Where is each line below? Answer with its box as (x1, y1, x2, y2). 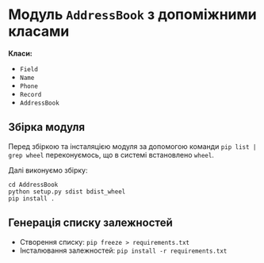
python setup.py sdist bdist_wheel (8, 188, 126, 196)
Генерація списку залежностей (8, 216, 173, 230)
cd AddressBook (8, 181, 59, 189)
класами (8, 22, 70, 40)
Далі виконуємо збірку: (8, 165, 88, 175)
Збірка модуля (8, 120, 86, 134)
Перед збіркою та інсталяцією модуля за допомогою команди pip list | (8, 141, 257, 151)
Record (19, 90, 42, 98)
